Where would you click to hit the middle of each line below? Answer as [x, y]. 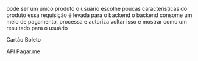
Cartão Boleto [24, 40]
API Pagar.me [23, 51]
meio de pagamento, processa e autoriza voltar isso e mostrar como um [97, 21]
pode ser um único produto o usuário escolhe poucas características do [97, 9]
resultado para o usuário [37, 28]
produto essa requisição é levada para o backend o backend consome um [99, 15]
